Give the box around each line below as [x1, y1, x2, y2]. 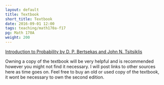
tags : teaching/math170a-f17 [5, 26, 66, 31]
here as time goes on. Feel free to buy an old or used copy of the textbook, [5, 69, 159, 75]
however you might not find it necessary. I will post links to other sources [5, 63, 156, 70]
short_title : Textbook [5, 16, 52, 21]
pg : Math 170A [5, 30, 35, 35]
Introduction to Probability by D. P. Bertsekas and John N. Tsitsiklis [5, 48, 142, 55]
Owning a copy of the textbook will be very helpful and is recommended [5, 58, 154, 64]
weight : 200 [5, 35, 30, 40]
